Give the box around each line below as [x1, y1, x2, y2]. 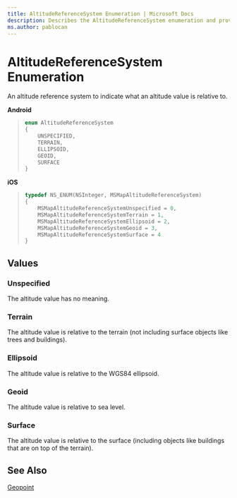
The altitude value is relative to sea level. [7, 403, 126, 411]
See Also [7, 464, 47, 476]
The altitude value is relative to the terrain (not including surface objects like [7, 328, 229, 336]
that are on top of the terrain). [7, 444, 94, 452]
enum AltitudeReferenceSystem [24, 119, 114, 127]
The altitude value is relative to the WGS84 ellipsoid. [7, 369, 159, 377]
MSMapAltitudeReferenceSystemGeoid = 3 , [37, 224, 158, 231]
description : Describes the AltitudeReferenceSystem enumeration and [7, 17, 217, 24]
